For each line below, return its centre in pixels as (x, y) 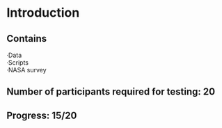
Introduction (43, 13)
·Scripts (18, 63)
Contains (26, 39)
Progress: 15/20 (42, 115)
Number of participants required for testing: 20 (111, 92)
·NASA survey (26, 70)
